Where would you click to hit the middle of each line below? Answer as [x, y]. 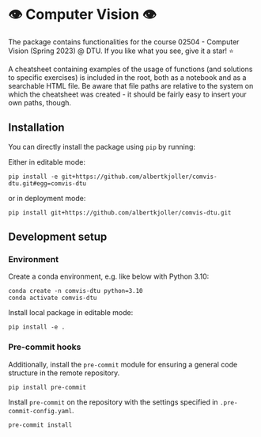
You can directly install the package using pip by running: [102, 146]
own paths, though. [40, 102]
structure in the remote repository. [64, 373]
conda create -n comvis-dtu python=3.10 [76, 291]
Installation [36, 128]
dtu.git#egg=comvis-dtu [47, 183]
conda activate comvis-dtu [53, 298]
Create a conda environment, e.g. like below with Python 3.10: [109, 276]
